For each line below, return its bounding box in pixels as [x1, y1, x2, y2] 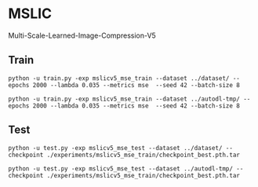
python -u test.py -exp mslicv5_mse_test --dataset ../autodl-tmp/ [8, 164, 234, 173]
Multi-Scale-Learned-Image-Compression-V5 [8, 31, 157, 40]
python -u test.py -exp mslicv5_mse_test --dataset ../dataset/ [8, 144, 223, 152]
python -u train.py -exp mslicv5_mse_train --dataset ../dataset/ [8, 74, 230, 82]
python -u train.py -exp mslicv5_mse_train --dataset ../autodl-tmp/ [8, 95, 241, 103]
